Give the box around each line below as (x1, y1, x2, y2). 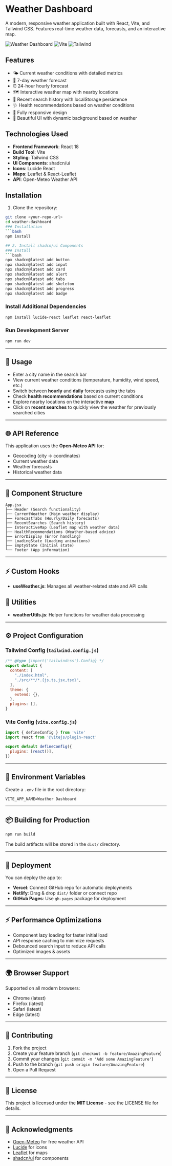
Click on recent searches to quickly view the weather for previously (12, 404, 156, 410)
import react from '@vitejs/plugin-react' (5, 735, 97, 740)
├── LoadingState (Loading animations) (5, 538, 91, 544)
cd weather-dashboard (5, 220, 52, 225)
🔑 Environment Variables (5, 773, 86, 781)
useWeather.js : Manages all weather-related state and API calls (12, 583, 147, 589)
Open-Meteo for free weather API (12, 1139, 84, 1145)
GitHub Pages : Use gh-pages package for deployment (12, 896, 126, 902)
